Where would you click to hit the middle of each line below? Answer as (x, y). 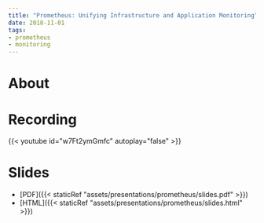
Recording (42, 119)
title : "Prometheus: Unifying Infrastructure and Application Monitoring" (133, 15)
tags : (17, 30)
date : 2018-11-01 (37, 23)
